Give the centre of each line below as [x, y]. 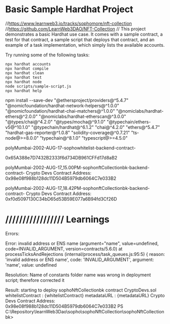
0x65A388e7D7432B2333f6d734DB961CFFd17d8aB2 [61, 157]
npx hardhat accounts [28, 64]
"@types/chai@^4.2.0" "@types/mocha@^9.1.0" [55, 122]
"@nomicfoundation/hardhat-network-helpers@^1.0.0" [62, 106]
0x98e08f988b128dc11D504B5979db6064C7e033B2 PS [64, 306]
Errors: [12, 233]
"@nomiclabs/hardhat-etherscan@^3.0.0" [82, 116]
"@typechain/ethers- [129, 122]
